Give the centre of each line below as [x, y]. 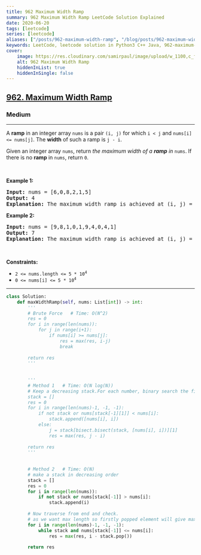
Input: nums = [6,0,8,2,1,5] [49, 192]
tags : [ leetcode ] [28, 28]
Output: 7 [20, 233]
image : [25, 56]
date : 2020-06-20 [28, 23]
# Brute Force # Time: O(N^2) [68, 313]
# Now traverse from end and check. [73, 514]
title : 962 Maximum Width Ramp [45, 12]
